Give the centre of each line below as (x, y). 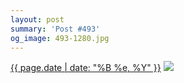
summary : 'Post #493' (55, 29)
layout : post (37, 19)
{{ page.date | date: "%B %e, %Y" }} (86, 68)
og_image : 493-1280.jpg (60, 38)
